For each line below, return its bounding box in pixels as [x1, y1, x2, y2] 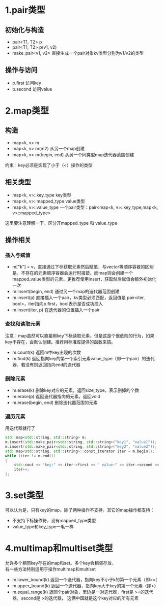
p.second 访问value [12, 86, 53, 92]
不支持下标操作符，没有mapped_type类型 [12, 518, 96, 524]
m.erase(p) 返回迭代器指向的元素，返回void [12, 393, 101, 399]
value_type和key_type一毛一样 [12, 524, 74, 530]
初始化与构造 [5, 26, 44, 34]
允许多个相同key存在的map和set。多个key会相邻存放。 [5, 560, 116, 566]
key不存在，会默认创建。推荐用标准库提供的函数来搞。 [5, 338, 116, 345]
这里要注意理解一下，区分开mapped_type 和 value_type [5, 220, 118, 226]
